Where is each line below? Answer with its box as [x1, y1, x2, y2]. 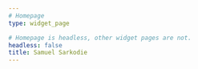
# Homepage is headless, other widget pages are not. [8, 34, 192, 42]
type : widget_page [8, 19, 70, 27]
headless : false [8, 41, 63, 49]
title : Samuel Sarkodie [8, 49, 88, 57]
